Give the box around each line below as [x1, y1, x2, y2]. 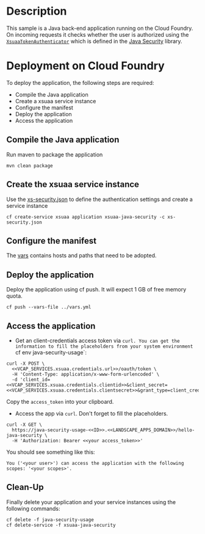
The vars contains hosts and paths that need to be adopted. [6, 252, 157, 259]
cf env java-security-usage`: [15, 348, 87, 356]
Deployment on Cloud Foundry [6, 59, 165, 73]
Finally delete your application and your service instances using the [6, 498, 176, 505]
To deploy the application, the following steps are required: [6, 79, 154, 86]
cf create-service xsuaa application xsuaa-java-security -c [6, 214, 165, 220]
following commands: [6, 505, 60, 512]
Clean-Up [6, 482, 44, 492]
